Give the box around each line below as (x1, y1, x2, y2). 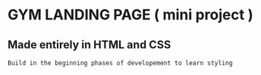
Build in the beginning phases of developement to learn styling (7, 59, 233, 67)
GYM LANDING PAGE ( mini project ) (7, 6, 254, 24)
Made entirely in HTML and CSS (7, 38, 171, 52)
